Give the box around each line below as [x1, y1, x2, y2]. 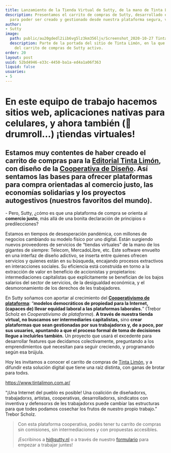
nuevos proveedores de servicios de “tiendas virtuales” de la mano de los [5, 241, 160, 247]
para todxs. [5, 369, 30, 375]
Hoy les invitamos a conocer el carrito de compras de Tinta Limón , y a [5, 359, 153, 365]
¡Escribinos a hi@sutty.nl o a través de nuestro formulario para [17, 436, 149, 442]
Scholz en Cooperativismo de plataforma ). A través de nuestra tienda [5, 311, 153, 317]
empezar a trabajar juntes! [17, 442, 73, 448]
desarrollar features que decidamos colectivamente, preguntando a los [5, 338, 154, 344]
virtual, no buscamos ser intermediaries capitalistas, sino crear [5, 316, 142, 322]
